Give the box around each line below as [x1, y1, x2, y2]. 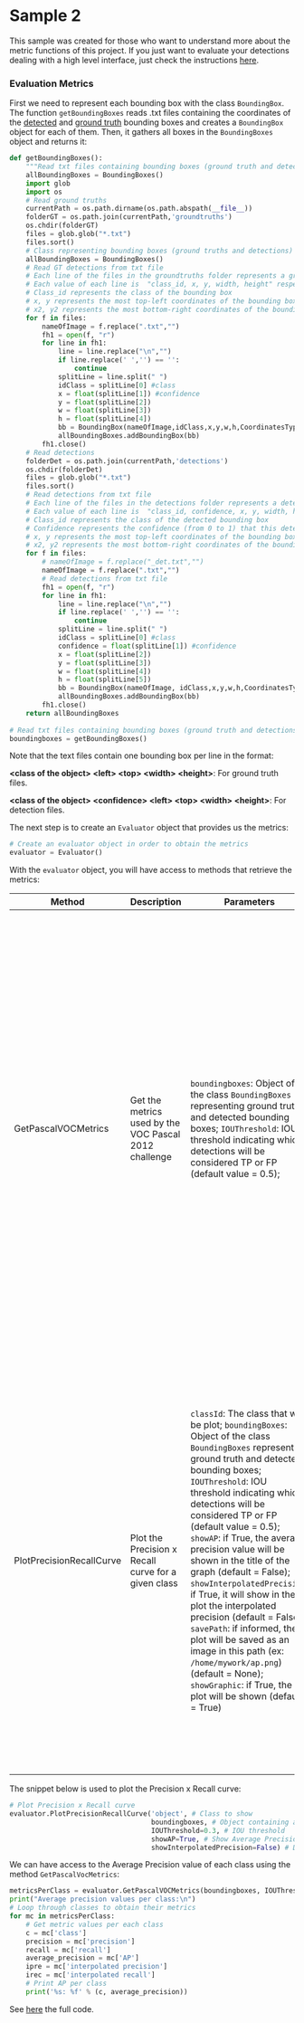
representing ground [189, 1100, 278, 1113]
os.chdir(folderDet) [25, 465, 103, 474]
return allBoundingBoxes [25, 708, 119, 717]
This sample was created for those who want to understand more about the [9, 35, 291, 46]
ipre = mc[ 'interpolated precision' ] [25, 1962, 168, 1971]
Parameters [223, 896, 276, 908]
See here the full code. [9, 2003, 95, 2014]
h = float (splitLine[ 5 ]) [57, 675, 152, 684]
